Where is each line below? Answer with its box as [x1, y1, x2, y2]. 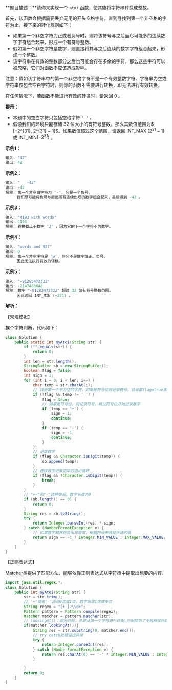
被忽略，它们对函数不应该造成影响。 [12, 65, 90, 71]
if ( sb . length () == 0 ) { [24, 496, 77, 502]
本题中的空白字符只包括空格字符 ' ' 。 [12, 115, 95, 120]
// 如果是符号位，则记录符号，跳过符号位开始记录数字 [41, 402, 141, 407]
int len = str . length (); [24, 359, 77, 364]
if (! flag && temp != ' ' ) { [32, 392, 95, 397]
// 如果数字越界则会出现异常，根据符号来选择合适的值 [32, 530, 132, 535]
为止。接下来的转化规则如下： [9, 22, 73, 28]
